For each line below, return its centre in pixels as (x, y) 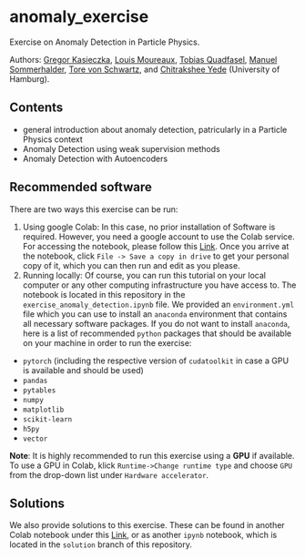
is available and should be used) (83, 370)
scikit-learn (47, 419)
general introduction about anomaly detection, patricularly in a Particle (155, 129)
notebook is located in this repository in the (104, 294)
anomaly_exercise (79, 17)
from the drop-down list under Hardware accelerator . (109, 474)
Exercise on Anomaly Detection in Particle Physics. (105, 42)
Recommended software (81, 187)
